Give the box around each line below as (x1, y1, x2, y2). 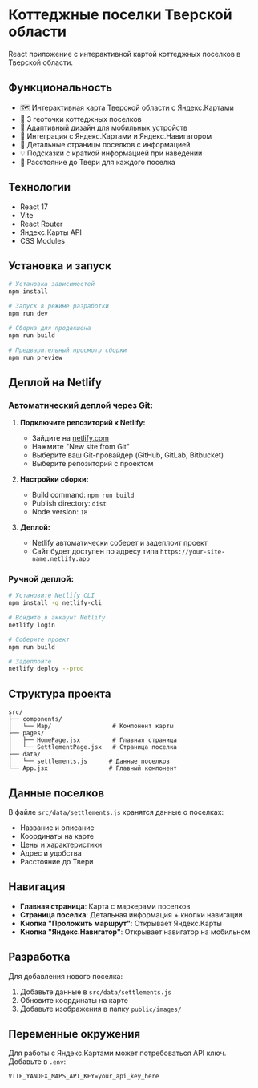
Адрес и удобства (19, 848, 82, 858)
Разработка (8, 950, 71, 964)
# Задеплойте (8, 657, 52, 666)
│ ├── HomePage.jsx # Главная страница (8, 736, 178, 744)
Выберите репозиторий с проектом (31, 459, 154, 469)
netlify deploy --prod (8, 665, 84, 673)
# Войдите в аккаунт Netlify (8, 614, 106, 622)
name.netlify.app (31, 555, 91, 563)
